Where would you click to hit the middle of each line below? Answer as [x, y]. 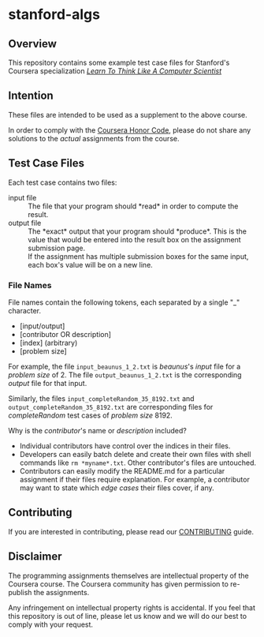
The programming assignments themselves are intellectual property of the [129, 575]
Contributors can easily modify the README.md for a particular [122, 470]
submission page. [57, 248]
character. [25, 310]
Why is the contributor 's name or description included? [97, 430]
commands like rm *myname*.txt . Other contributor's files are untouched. [138, 463]
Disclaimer [35, 557]
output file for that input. [48, 383]
